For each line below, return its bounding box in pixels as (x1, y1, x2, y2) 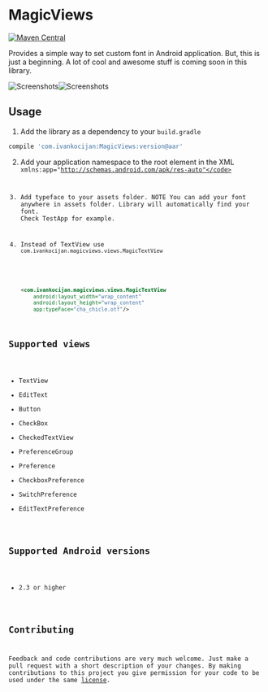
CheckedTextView (19, 433, 74, 442)
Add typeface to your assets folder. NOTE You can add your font (19, 193, 246, 201)
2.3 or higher (19, 583, 67, 591)
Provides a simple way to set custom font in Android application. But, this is (8, 48, 260, 58)
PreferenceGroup (19, 448, 74, 456)
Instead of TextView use (19, 241, 105, 249)
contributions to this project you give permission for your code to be (8, 669, 260, 677)
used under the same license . (8, 677, 111, 685)
